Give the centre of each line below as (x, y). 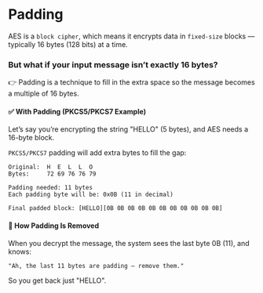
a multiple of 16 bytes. (44, 94)
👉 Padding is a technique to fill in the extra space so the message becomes (131, 82)
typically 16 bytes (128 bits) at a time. (68, 44)
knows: (20, 251)
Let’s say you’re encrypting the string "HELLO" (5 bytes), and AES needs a (128, 129)
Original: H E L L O (50, 167)
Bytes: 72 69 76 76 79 (52, 174)
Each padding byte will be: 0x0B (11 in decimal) (91, 195)
